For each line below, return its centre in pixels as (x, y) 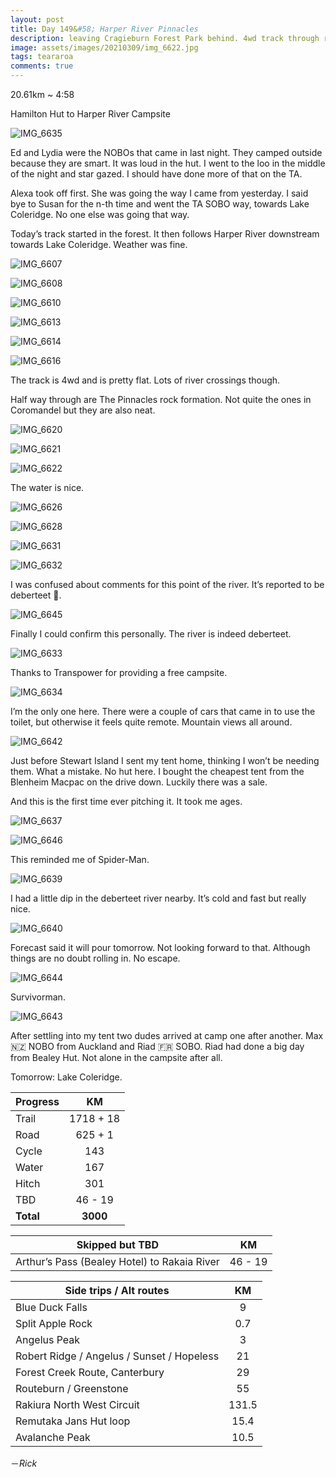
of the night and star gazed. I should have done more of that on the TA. (156, 174)
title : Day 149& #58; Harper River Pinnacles (104, 29)
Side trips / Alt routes (117, 1290)
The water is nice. (47, 487)
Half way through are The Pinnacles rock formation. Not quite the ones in (161, 399)
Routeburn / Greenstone (72, 1388)
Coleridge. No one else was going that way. (100, 214)
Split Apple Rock (54, 1323)
